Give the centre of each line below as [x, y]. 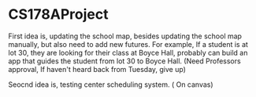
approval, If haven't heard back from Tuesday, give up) [97, 69]
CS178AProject [58, 14]
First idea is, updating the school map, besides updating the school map [125, 36]
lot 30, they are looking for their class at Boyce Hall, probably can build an [128, 52]
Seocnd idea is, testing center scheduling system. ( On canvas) [111, 84]
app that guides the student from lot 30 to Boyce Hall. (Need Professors [125, 61]
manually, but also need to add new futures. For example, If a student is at [128, 44]
